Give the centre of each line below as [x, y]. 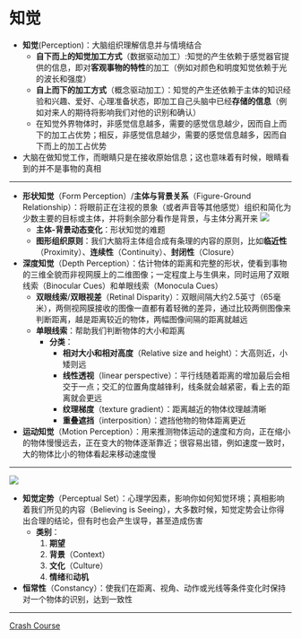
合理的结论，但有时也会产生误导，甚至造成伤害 [116, 521]
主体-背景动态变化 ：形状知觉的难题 [100, 229]
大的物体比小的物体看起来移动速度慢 [89, 453]
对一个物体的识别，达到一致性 [77, 599]
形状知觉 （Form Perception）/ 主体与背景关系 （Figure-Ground [137, 196]
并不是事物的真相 [69, 168]
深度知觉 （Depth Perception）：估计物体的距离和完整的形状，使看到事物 [155, 263]
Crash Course [35, 626]
